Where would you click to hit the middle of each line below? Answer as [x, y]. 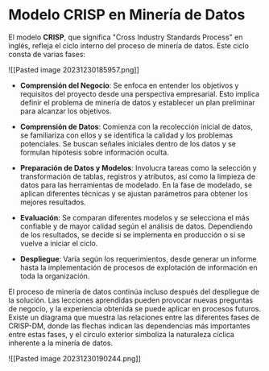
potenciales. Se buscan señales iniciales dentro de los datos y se [128, 143]
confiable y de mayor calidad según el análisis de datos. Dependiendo [137, 226]
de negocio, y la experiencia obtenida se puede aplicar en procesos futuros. [135, 308]
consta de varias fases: [47, 54]
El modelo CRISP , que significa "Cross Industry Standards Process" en [126, 37]
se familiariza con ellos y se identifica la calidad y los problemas [126, 135]
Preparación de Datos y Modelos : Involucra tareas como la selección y [138, 167]
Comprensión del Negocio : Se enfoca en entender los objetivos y [129, 85]
